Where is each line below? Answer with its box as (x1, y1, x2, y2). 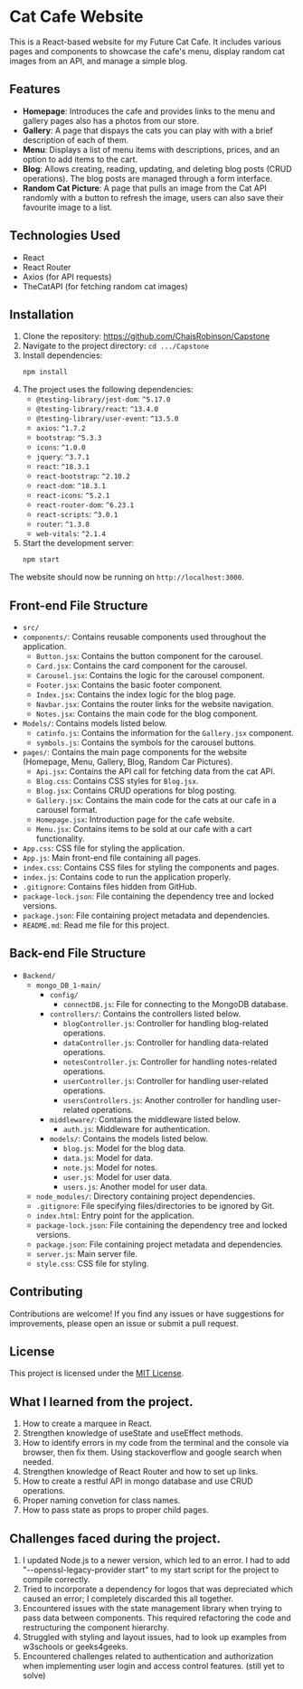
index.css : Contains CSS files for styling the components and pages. (22, 862, 279, 873)
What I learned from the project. (9, 1394, 194, 1410)
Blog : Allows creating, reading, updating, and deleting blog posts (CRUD (22, 163, 292, 174)
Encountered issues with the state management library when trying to (22, 1603, 282, 1613)
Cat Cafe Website (9, 6, 144, 27)
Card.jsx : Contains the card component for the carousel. (35, 660, 248, 671)
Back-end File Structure (9, 946, 147, 961)
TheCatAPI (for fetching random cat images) (22, 280, 188, 291)
